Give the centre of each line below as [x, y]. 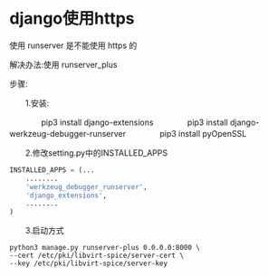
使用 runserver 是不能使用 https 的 [73, 45]
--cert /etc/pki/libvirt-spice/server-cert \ [96, 256]
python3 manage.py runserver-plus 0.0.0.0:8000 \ [105, 248]
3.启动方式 [45, 231]
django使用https [72, 19]
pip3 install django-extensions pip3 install [134, 122]
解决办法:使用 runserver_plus [63, 64]
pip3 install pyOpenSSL [203, 133]
